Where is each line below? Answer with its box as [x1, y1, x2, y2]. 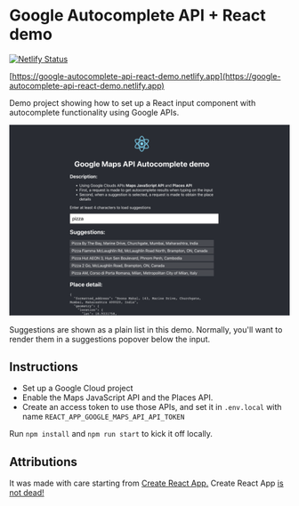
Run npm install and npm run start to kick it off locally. [9, 429, 214, 439]
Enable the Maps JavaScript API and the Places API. [21, 392, 214, 403]
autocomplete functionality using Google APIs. [9, 107, 180, 117]
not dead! [9, 487, 44, 498]
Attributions [9, 454, 78, 470]
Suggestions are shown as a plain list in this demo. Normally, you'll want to [9, 324, 283, 334]
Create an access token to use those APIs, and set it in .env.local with [21, 402, 282, 413]
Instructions [9, 359, 78, 374]
